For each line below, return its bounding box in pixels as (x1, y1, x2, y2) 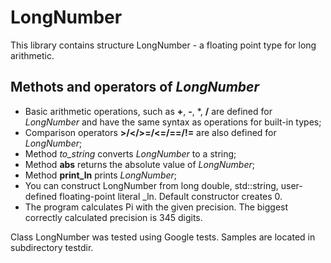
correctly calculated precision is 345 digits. (24, 211, 203, 223)
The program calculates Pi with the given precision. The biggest (24, 201, 289, 213)
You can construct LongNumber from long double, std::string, (24, 179, 279, 191)
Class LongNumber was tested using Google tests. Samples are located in (10, 231, 316, 243)
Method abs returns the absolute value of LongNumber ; (24, 158, 256, 170)
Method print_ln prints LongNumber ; (24, 169, 178, 181)
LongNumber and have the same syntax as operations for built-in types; (24, 116, 322, 128)
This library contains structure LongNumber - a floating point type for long (10, 39, 317, 51)
